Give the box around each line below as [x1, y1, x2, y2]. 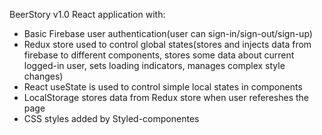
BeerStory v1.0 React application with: [9, 9, 166, 20]
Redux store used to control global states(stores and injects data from [23, 39, 312, 50]
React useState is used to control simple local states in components [23, 81, 303, 93]
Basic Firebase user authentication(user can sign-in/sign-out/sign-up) [23, 28, 313, 39]
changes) [23, 70, 64, 82]
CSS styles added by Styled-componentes [23, 113, 200, 124]
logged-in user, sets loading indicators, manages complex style [23, 60, 286, 71]
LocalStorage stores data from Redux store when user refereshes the [23, 92, 310, 103]
